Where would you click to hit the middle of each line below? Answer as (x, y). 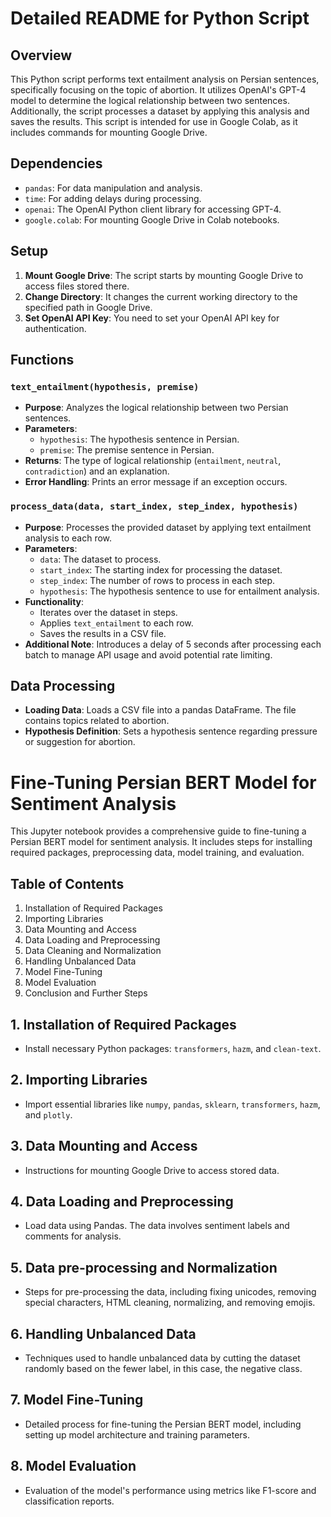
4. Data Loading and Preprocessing (122, 1201)
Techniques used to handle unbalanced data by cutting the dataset (162, 1358)
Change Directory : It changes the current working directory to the (161, 296)
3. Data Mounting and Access (104, 1146)
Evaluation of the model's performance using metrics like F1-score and (170, 1490)
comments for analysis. (73, 1236)
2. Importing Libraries (79, 1080)
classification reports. (69, 1501)
